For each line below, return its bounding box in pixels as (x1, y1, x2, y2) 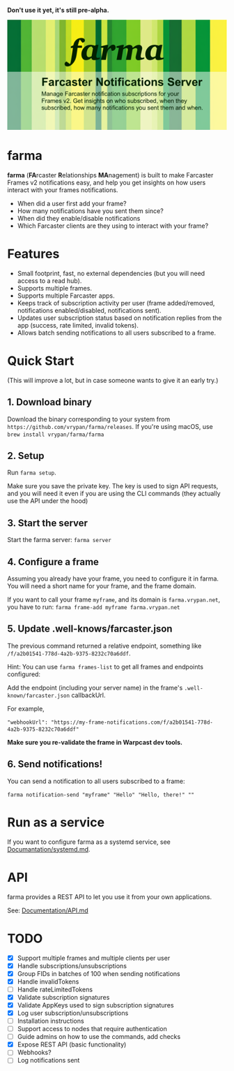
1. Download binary (7, 396, 92, 408)
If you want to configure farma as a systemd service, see (7, 838, 171, 846)
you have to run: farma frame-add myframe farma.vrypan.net (7, 603, 180, 611)
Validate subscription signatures (17, 993, 110, 1001)
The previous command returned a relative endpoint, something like (7, 641, 202, 650)
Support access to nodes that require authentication (17, 1025, 167, 1033)
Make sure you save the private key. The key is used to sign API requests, (7, 482, 219, 490)
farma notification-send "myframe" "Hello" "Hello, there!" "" (7, 791, 195, 799)
